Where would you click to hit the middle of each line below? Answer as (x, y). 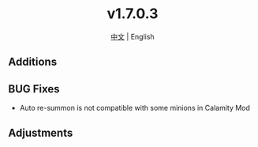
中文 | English (133, 36)
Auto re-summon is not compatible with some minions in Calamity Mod (135, 108)
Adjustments (41, 132)
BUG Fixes (34, 89)
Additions (33, 62)
